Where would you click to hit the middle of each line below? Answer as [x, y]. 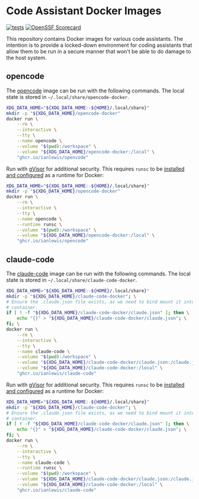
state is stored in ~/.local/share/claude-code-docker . [72, 280]
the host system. [27, 57]
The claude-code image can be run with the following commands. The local [98, 273]
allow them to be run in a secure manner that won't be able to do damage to [99, 51]
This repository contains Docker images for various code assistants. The [95, 39]
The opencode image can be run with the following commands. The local [95, 91]
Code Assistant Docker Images [84, 11]
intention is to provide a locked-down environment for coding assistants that [99, 45]
